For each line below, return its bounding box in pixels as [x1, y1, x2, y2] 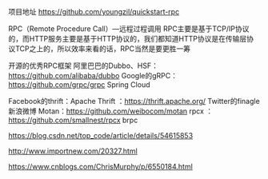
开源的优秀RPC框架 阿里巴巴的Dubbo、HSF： [8, 61, 158, 70]
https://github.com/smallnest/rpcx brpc [8, 115, 138, 125]
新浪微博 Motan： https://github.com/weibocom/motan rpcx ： [8, 106, 214, 116]
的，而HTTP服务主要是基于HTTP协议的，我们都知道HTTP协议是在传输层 [8, 34, 247, 43]
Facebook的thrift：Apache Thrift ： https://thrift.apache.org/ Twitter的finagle [8, 97, 260, 105]
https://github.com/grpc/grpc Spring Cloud [8, 80, 150, 89]
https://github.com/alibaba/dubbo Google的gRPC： [8, 71, 178, 80]
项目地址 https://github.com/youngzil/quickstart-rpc [8, 7, 180, 16]
